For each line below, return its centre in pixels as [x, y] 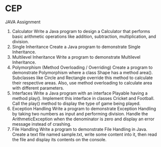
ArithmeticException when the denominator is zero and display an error [83, 119]
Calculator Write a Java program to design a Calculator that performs [81, 31]
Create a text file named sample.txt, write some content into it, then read [84, 134]
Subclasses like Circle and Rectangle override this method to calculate [82, 78]
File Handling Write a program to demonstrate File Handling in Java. [80, 129]
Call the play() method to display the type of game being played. [76, 103]
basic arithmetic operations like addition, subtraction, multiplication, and [84, 36]
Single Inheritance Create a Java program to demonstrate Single [76, 47]
